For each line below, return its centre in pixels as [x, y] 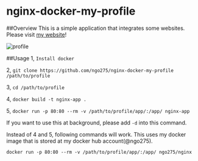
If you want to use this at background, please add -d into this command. [97, 123]
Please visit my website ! [37, 34]
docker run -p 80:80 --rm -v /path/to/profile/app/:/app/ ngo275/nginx [99, 152]
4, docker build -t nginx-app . [46, 99]
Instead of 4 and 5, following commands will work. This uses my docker [96, 134]
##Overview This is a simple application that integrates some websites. [96, 28]
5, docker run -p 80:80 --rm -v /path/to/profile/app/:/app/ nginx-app [98, 110]
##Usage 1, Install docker [40, 58]
